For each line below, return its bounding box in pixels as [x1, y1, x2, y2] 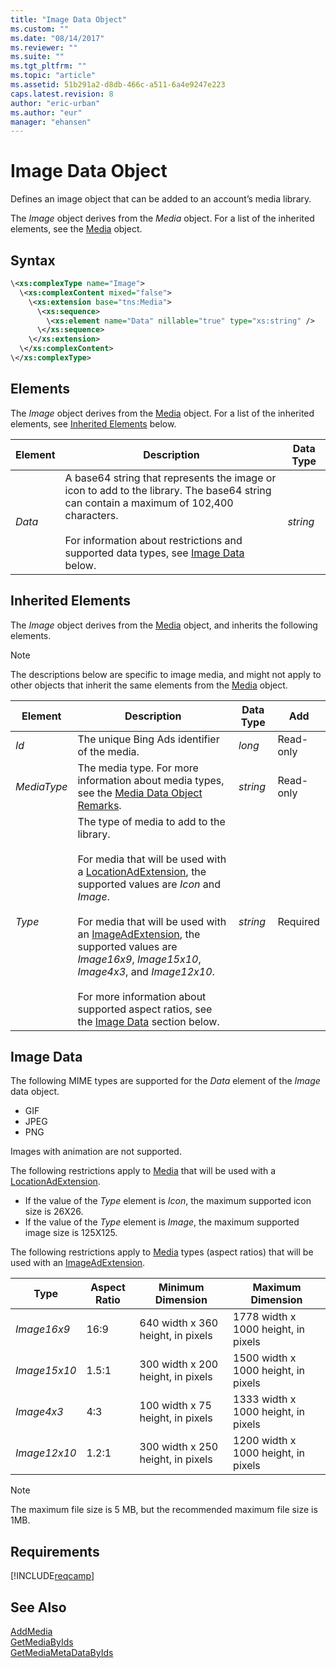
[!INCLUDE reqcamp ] [10, 1570, 95, 1582]
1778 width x [233, 1310, 297, 1324]
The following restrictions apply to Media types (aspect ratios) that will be [10, 1246, 314, 1258]
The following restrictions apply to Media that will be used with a [10, 1165, 277, 1177]
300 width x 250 [139, 1440, 219, 1454]
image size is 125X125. [24, 1227, 118, 1239]
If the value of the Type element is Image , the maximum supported [24, 1216, 300, 1228]
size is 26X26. [24, 1206, 84, 1218]
